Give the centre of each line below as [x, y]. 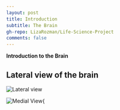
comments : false [26, 38]
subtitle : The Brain [32, 25]
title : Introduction [32, 19]
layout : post [22, 13]
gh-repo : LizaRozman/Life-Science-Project [60, 32]
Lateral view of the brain [52, 75]
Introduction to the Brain [37, 56]
